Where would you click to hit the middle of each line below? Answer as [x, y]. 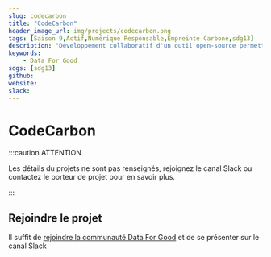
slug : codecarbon [38, 16]
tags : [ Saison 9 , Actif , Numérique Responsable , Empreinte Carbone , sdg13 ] [131, 38]
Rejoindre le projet [55, 218]
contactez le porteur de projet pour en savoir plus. [92, 177]
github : [21, 76]
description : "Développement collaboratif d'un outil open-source [122, 46]
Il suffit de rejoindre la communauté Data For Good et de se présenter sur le [134, 238]
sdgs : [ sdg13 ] [32, 68]
